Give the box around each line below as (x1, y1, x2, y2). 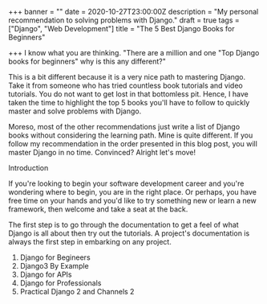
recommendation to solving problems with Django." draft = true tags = (8, 15, 240, 25)
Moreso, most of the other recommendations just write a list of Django (8, 122, 241, 131)
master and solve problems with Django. (8, 106, 142, 116)
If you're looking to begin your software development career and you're (8, 179, 245, 188)
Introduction (8, 163, 49, 172)
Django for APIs (19, 269, 72, 279)
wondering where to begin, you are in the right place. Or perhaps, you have (8, 187, 257, 196)
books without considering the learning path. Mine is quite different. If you (8, 130, 253, 140)
